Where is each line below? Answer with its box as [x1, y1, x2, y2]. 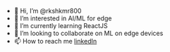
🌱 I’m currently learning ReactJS [13, 22, 108, 30]
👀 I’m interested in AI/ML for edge [13, 14, 112, 22]
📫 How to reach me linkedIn [13, 37, 97, 45]
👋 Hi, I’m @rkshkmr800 [13, 7, 82, 15]
